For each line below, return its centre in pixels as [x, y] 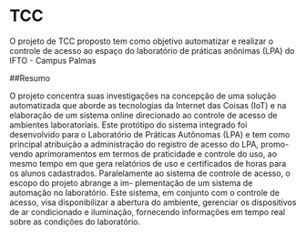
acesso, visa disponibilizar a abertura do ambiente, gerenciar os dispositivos [153, 202]
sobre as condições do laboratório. [75, 221]
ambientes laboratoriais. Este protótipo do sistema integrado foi [128, 125]
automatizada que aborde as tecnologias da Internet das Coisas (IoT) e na [148, 105]
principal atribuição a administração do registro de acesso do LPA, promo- [149, 144]
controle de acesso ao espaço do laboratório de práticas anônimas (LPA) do [152, 50]
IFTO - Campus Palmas [53, 60]
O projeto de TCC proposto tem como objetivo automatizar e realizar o [142, 41]
